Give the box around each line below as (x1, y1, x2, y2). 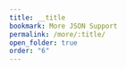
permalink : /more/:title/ (9, 30, 105, 39)
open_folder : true (9, 38, 78, 47)
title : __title (9, 13, 66, 22)
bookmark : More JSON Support (9, 22, 118, 30)
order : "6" (9, 47, 50, 56)
